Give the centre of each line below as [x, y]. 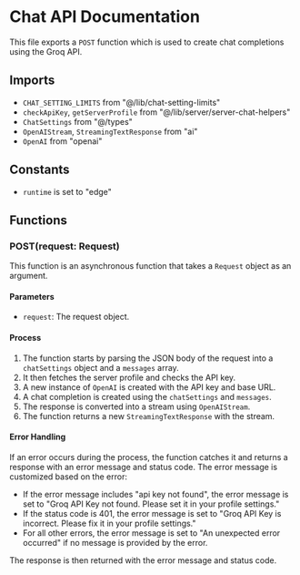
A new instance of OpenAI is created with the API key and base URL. [149, 387]
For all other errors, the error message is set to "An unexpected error [151, 533]
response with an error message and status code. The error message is [144, 467]
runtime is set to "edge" [67, 191]
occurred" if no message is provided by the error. [115, 542]
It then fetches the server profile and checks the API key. [129, 377]
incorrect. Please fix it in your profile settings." [110, 523]
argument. [29, 276]
